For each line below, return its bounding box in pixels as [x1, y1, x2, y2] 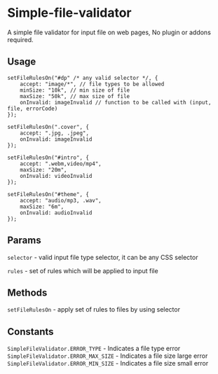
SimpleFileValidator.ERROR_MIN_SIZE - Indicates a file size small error [7, 359, 209, 368]
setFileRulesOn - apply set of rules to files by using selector [7, 305, 181, 314]
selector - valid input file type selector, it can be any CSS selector [7, 253, 198, 261]
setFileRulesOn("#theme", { [7, 191, 90, 198]
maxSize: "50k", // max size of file [20, 92, 130, 99]
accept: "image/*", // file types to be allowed [20, 81, 165, 88]
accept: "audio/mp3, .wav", [20, 197, 102, 204]
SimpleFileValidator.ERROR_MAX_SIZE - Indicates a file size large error [7, 352, 208, 360]
